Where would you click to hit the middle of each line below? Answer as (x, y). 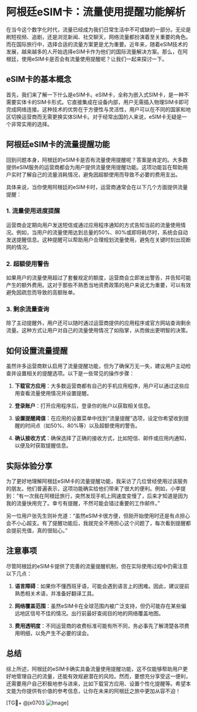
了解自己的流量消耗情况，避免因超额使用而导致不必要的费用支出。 (101, 174)
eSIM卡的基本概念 (39, 79)
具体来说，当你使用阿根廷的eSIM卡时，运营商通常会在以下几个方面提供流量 (97, 187)
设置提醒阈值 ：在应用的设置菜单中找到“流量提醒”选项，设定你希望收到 (99, 418)
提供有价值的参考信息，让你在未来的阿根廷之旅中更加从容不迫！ (103, 691)
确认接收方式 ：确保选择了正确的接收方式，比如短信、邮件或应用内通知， (102, 438)
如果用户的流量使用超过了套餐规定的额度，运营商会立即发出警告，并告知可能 (98, 278)
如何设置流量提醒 (37, 351)
